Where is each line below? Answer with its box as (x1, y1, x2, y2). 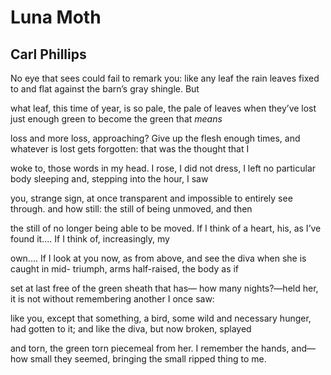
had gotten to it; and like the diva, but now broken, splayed (10, 323, 252, 335)
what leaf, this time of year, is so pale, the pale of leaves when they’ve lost (10, 102, 317, 114)
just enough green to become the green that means (10, 113, 223, 125)
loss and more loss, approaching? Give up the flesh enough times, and (10, 132, 301, 144)
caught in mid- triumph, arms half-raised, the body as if (10, 263, 240, 275)
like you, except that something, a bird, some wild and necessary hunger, (10, 312, 312, 324)
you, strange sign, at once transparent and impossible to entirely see (10, 192, 293, 204)
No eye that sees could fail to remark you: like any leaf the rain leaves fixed (10, 72, 320, 84)
